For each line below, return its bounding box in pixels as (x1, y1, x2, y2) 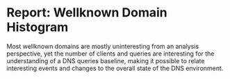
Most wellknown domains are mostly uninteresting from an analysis (6, 42, 199, 50)
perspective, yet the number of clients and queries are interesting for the (6, 49, 215, 58)
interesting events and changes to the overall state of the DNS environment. (6, 64, 224, 72)
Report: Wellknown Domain (6, 5, 167, 21)
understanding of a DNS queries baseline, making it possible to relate (6, 56, 205, 65)
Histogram (6, 19, 69, 35)
